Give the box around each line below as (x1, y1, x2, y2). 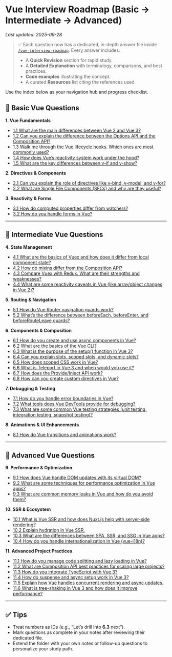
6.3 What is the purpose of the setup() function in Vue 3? (12, 348, 133, 354)
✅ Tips (5, 610, 27, 619)
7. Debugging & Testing (5, 385, 55, 391)
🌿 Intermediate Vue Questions (5, 230, 103, 239)
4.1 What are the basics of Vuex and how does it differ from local (12, 254, 149, 260)
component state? (12, 259, 51, 265)
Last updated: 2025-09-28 (5, 31, 62, 37)
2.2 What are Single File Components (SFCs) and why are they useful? (12, 185, 161, 191)
